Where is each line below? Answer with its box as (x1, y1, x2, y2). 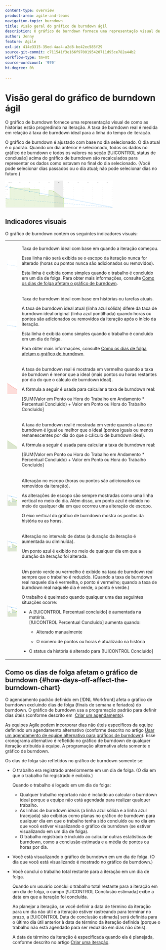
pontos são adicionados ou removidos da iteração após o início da (21, 316, 156, 322)
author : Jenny (5, 34, 35, 39)
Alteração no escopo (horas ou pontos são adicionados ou (21, 477, 141, 484)
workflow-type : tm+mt (5, 55, 50, 60)
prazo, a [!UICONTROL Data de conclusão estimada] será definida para (12, 914, 158, 920)
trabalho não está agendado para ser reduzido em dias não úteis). (12, 924, 147, 931)
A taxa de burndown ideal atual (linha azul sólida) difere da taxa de (21, 305, 157, 311)
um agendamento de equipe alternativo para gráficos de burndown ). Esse (5, 733, 156, 739)
